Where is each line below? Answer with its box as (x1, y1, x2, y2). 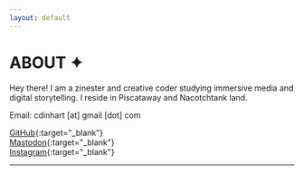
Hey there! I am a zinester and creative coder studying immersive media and (9, 83, 294, 93)
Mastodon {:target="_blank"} (9, 137, 115, 148)
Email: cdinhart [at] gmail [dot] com (9, 110, 141, 121)
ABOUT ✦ (9, 52, 84, 73)
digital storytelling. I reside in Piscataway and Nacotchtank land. (9, 92, 248, 102)
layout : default (9, 13, 71, 23)
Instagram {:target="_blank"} (9, 146, 115, 157)
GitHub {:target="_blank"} (9, 127, 104, 138)
